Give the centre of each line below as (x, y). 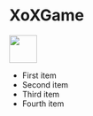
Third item (41, 94)
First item (39, 75)
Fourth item (43, 104)
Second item (45, 84)
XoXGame (46, 15)
